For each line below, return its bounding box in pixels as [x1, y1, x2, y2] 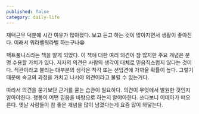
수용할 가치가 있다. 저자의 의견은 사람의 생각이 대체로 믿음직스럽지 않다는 [12, 59, 181, 66]
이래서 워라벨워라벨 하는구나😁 [14, 39, 85, 46]
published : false [6, 8, 49, 15]
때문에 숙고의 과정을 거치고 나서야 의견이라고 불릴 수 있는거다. [6, 74, 150, 81]
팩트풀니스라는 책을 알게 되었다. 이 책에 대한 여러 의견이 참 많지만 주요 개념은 [6, 51, 184, 58]
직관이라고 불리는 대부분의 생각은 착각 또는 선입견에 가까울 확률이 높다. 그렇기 [14, 66, 194, 73]
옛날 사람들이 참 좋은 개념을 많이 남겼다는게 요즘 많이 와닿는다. [18, 101, 163, 108]
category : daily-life [6, 14, 60, 20]
